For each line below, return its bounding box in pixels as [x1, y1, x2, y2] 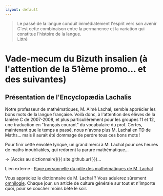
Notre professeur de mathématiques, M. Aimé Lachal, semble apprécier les [5, 106, 156, 112]
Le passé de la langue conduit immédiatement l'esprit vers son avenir [17, 20, 157, 26]
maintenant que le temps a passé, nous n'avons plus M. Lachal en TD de [5, 127, 151, 133]
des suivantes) [5, 74, 67, 85]
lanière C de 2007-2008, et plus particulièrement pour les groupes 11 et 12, [5, 117, 155, 122]
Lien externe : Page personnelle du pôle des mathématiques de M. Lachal [5, 165, 153, 171]
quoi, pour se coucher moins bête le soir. [5, 185, 87, 191]
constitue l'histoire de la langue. [17, 31, 81, 37]
